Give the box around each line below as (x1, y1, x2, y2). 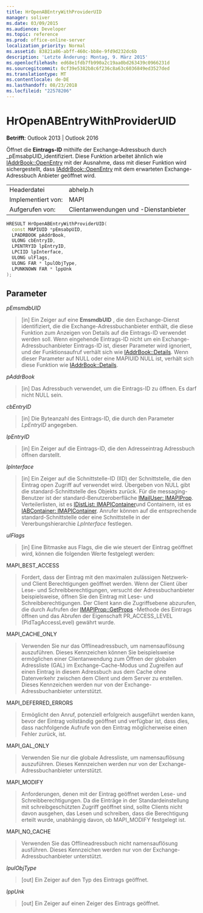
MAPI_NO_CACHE (6, 828, 51, 835)
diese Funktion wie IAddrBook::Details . (21, 361, 119, 369)
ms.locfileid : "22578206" (6, 88, 72, 94)
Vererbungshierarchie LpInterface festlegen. (21, 520, 132, 527)
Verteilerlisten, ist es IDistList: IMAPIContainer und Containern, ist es (21, 501, 191, 508)
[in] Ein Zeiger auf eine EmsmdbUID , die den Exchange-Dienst (21, 316, 180, 324)
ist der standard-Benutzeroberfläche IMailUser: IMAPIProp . (45, 494, 193, 502)
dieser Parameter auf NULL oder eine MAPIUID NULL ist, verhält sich (21, 355, 194, 362)
